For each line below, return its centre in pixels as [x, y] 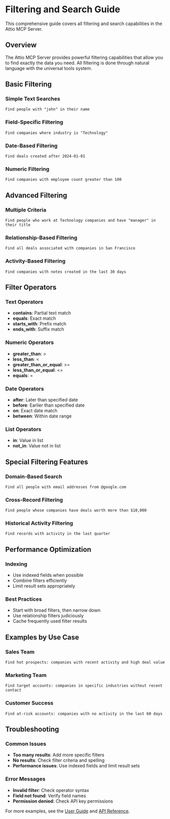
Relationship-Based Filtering [41, 238]
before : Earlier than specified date [49, 405]
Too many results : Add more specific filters [58, 755]
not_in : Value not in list [37, 446]
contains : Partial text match [42, 313]
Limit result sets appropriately [44, 586]
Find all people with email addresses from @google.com [66, 487]
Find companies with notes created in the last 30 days [66, 272]
